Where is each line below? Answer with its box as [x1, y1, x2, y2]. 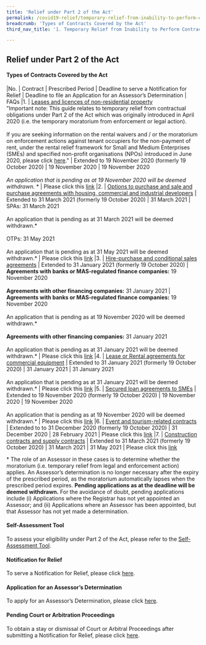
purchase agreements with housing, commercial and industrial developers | [6, 189, 197, 196]
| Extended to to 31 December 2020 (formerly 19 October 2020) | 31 [6, 424, 178, 431]
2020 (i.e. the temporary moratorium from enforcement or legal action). [6, 117, 187, 125]
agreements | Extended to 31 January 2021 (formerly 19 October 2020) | [6, 261, 189, 268]
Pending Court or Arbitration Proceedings [6, 611, 115, 619]
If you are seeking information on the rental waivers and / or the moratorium [6, 130, 198, 138]
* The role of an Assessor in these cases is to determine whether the [6, 455, 180, 463]
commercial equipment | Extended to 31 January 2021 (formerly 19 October [6, 358, 196, 366]
